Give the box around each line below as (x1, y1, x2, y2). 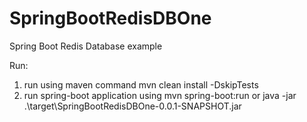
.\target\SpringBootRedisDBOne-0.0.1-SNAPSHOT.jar (23, 100, 242, 112)
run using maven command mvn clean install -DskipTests (23, 78, 259, 91)
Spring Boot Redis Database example (9, 40, 163, 52)
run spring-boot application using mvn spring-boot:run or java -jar (23, 89, 297, 101)
